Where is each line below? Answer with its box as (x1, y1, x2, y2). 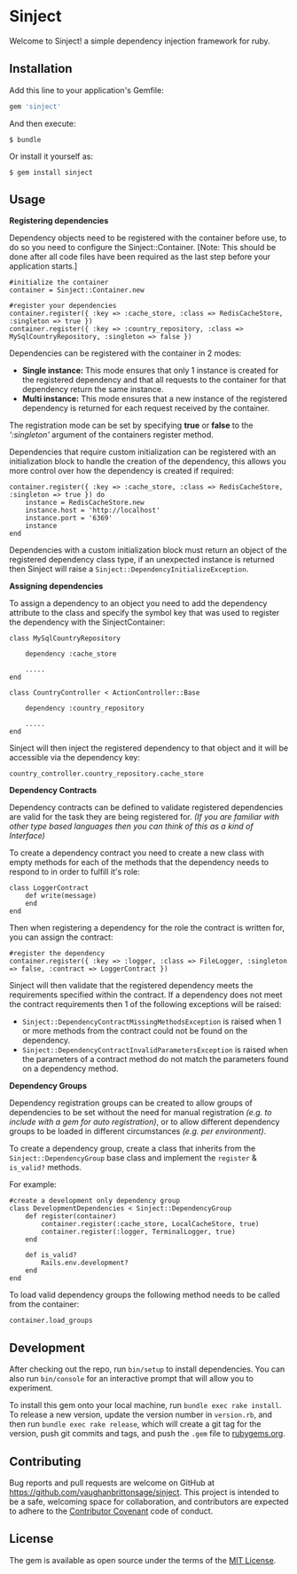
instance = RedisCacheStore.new (25, 499, 145, 508)
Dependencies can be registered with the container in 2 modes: (9, 348, 242, 358)
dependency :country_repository (25, 704, 145, 713)
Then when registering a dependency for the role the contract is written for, (9, 923, 285, 933)
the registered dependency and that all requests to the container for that (21, 374, 286, 385)
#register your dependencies (9, 302, 117, 311)
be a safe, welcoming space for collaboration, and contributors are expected (9, 1497, 289, 1507)
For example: (9, 1179, 58, 1190)
